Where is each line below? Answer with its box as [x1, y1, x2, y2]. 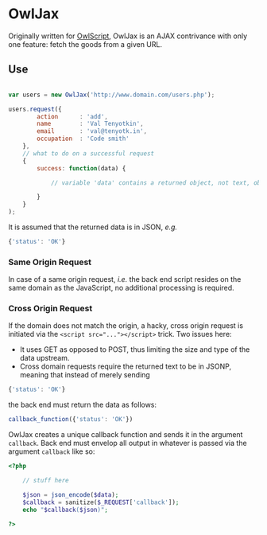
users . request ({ [8, 105, 62, 113]
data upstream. [19, 353, 70, 363]
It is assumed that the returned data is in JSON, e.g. [8, 222, 177, 232]
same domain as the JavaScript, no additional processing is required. [8, 283, 234, 293]
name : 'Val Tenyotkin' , [37, 120, 145, 128]
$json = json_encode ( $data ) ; [22, 490, 119, 498]
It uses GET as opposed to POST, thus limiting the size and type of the [19, 345, 250, 354]
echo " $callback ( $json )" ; [22, 506, 109, 514]
